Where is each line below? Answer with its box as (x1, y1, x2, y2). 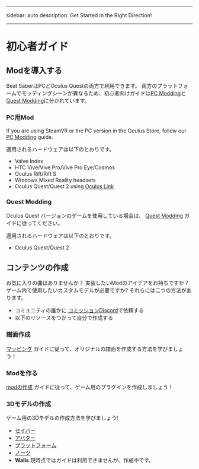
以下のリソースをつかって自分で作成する (14, 314, 114, 321)
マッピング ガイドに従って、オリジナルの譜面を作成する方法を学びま (6, 345, 174, 352)
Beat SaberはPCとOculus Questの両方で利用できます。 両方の (6, 83, 158, 89)
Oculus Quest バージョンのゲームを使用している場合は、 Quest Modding (6, 212, 184, 219)
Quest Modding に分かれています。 (6, 97, 90, 104)
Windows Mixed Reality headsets (14, 176, 96, 184)
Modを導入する (6, 65, 62, 75)
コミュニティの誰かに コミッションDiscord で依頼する (14, 307, 144, 314)
